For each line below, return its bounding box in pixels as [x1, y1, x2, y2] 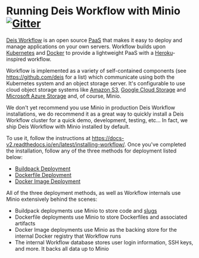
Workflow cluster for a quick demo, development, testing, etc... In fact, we [6, 116, 188, 123]
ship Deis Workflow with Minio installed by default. [6, 123, 130, 130]
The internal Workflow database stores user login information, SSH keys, [14, 238, 194, 245]
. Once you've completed [124, 141, 186, 148]
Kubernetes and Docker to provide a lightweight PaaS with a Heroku [6, 49, 173, 56]
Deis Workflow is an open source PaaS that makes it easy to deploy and [6, 36, 183, 43]
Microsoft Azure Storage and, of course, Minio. [6, 92, 122, 100]
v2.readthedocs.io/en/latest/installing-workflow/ [6, 141, 125, 148]
